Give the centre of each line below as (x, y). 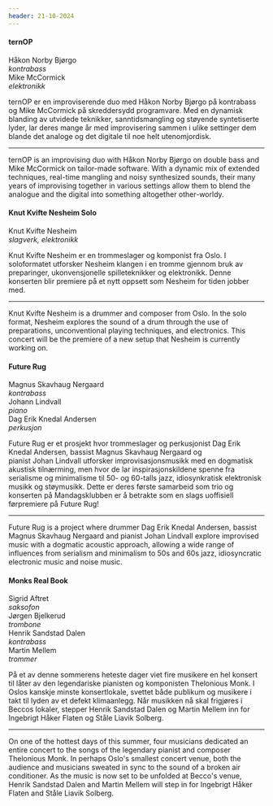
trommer (23, 659)
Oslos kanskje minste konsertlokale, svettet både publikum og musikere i (130, 692)
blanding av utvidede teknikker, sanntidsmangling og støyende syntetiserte (134, 119)
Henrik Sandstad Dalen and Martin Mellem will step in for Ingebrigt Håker (131, 785)
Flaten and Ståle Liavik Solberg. (61, 793)
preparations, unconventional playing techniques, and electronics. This (127, 331)
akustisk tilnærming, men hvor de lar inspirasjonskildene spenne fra (122, 469)
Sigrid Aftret (28, 599)
